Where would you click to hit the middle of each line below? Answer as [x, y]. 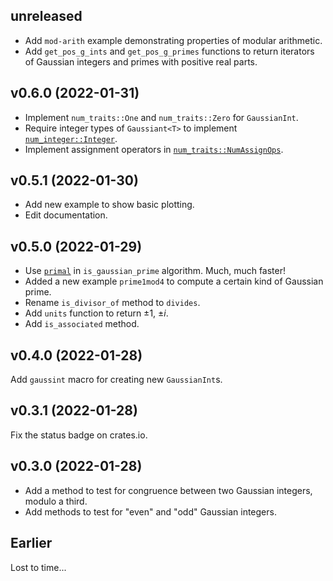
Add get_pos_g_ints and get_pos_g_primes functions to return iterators [169, 51]
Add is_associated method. [82, 324]
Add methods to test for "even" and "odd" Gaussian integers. [150, 511]
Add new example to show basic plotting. [109, 205]
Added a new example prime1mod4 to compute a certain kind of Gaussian [174, 281]
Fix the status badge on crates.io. [79, 435]
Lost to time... [38, 567]
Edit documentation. [66, 215]
